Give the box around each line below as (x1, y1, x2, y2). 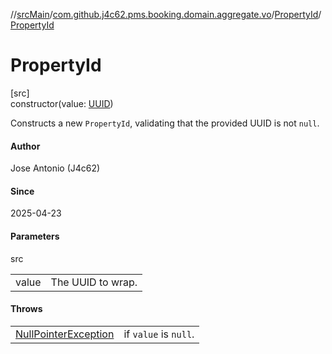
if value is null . (123, 327, 195, 341)
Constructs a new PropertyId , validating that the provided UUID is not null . (10, 117, 320, 129)
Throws (10, 303, 43, 315)
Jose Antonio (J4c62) (10, 162, 101, 174)
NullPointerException (15, 327, 115, 341)
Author (10, 140, 41, 152)
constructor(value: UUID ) (10, 97, 114, 109)
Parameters (10, 230, 60, 242)
